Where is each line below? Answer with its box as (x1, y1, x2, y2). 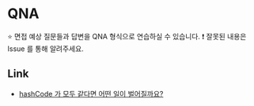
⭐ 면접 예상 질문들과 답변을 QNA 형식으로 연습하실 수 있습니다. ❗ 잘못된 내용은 (7, 31, 247, 41)
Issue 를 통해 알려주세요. (7, 44, 84, 53)
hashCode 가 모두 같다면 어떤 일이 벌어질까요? (18, 89, 164, 98)
